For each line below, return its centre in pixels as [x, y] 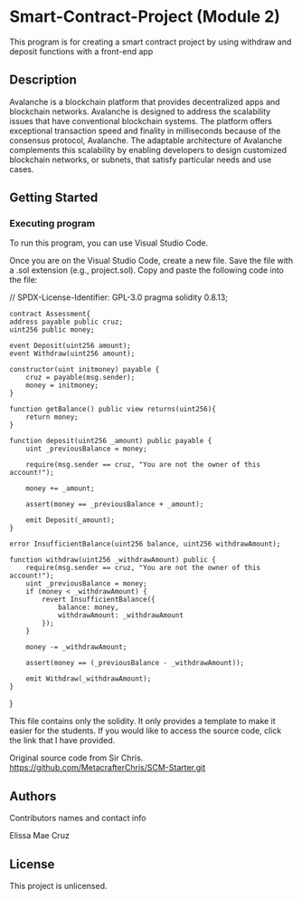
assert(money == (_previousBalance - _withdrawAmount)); [135, 663]
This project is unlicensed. [58, 886]
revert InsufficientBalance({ [99, 600]
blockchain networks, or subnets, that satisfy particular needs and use [141, 160]
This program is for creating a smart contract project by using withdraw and [151, 42]
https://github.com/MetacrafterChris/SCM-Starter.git [108, 768]
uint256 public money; [52, 330]
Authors [33, 796]
